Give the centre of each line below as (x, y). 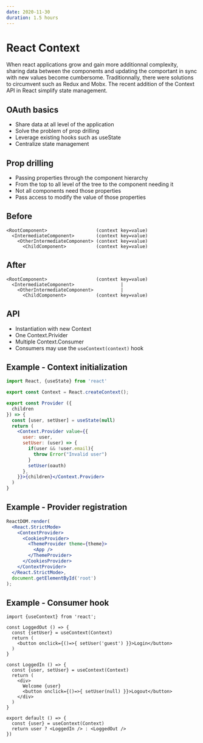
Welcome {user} (42, 686)
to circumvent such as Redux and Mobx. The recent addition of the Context (100, 84)
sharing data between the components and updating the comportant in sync (102, 71)
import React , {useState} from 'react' (57, 381)
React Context (43, 48)
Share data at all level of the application (64, 124)
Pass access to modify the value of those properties (80, 197)
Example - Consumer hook (58, 602)
